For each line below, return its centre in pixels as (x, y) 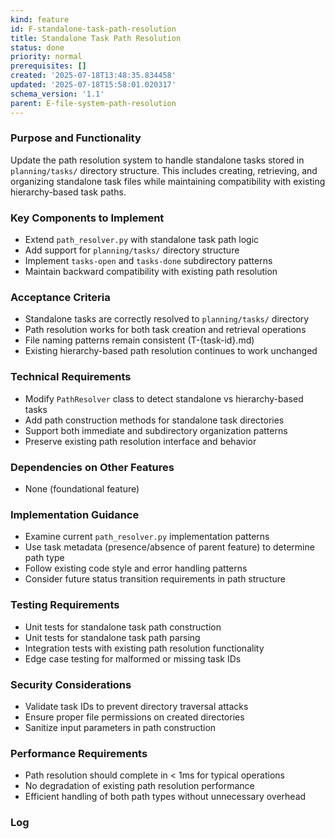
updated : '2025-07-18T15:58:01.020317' (93, 85)
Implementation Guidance (75, 514)
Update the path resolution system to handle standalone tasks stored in (157, 160)
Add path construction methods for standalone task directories (154, 420)
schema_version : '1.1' (57, 94)
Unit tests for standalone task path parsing (112, 637)
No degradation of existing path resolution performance (139, 786)
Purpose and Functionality (76, 138)
